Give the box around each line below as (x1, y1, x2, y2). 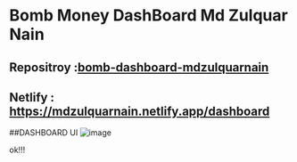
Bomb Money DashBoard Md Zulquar (9, 5, 288, 26)
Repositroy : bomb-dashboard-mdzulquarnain (9, 60, 269, 75)
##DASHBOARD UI (9, 127, 78, 138)
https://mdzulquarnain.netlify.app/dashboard (9, 103, 270, 118)
